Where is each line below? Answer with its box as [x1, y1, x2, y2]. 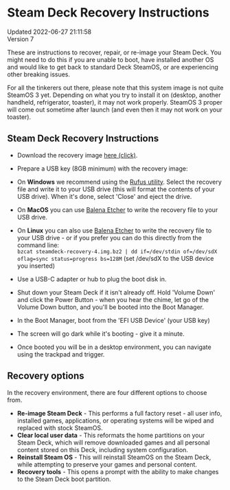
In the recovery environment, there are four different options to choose [7, 388, 207, 396]
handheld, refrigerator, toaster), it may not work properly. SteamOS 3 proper [7, 98, 223, 106]
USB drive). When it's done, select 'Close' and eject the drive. [16, 192, 192, 200]
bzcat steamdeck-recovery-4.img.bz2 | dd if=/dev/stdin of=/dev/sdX [16, 248, 218, 255]
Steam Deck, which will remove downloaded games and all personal [16, 438, 210, 447]
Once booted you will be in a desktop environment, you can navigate [16, 343, 211, 351]
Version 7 [7, 34, 34, 43]
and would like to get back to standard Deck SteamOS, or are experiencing [7, 63, 218, 71]
